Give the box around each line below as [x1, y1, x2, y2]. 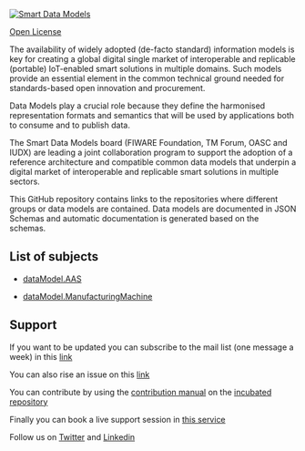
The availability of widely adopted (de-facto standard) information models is [9, 44, 295, 55]
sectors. [9, 176, 41, 187]
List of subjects [9, 249, 99, 264]
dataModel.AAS [22, 273, 82, 284]
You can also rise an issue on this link [9, 369, 150, 380]
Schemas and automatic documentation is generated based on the [9, 213, 259, 223]
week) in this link [9, 351, 73, 362]
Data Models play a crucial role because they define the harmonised [9, 100, 266, 111]
